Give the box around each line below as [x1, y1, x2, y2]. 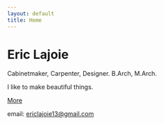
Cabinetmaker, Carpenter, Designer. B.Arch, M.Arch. [7, 69, 157, 78]
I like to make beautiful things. [7, 83, 94, 91]
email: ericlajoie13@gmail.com [7, 110, 94, 118]
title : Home [7, 17, 42, 24]
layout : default [7, 10, 54, 17]
